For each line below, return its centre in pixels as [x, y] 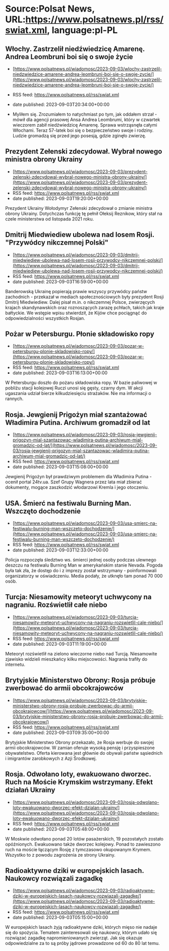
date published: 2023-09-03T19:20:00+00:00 [60, 198]
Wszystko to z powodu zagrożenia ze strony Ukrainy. [60, 855]
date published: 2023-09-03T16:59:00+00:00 [60, 282]
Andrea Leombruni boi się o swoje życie [69, 57]
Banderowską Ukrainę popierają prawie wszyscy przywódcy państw [76, 291]
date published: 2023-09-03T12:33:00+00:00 [60, 550]
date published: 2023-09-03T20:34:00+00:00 [61, 104]
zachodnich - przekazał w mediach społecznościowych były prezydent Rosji [84, 297]
